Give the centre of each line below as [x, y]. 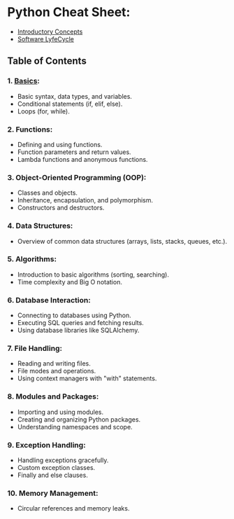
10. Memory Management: [53, 493]
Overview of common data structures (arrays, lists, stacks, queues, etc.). [122, 241]
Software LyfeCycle [46, 39]
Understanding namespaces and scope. [75, 427]
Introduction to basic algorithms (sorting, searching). [93, 275]
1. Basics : [24, 81]
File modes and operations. [57, 371]
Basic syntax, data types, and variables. [75, 96]
